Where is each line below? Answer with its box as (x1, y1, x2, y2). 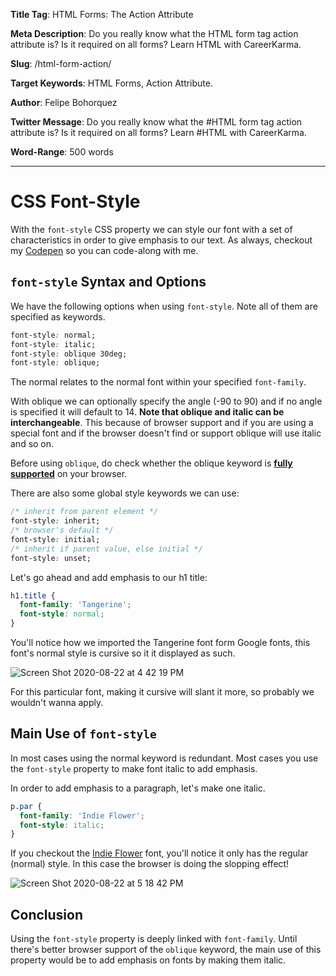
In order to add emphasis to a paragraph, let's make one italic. (10, 782, 266, 794)
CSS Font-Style (10, 190, 141, 213)
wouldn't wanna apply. (10, 697, 104, 708)
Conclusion (10, 906, 84, 923)
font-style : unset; (10, 553, 92, 563)
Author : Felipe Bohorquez (10, 97, 118, 108)
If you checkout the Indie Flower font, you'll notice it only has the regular (10, 847, 309, 859)
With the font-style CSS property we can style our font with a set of (10, 223, 293, 235)
